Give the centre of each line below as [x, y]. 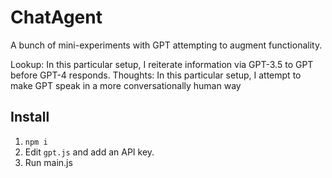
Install [30, 117]
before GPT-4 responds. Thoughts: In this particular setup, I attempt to [156, 75]
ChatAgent [56, 17]
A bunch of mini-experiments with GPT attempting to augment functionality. [166, 45]
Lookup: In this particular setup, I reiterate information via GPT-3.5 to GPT [162, 64]
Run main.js [48, 162]
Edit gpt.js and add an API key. [89, 152]
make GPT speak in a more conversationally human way [126, 85]
